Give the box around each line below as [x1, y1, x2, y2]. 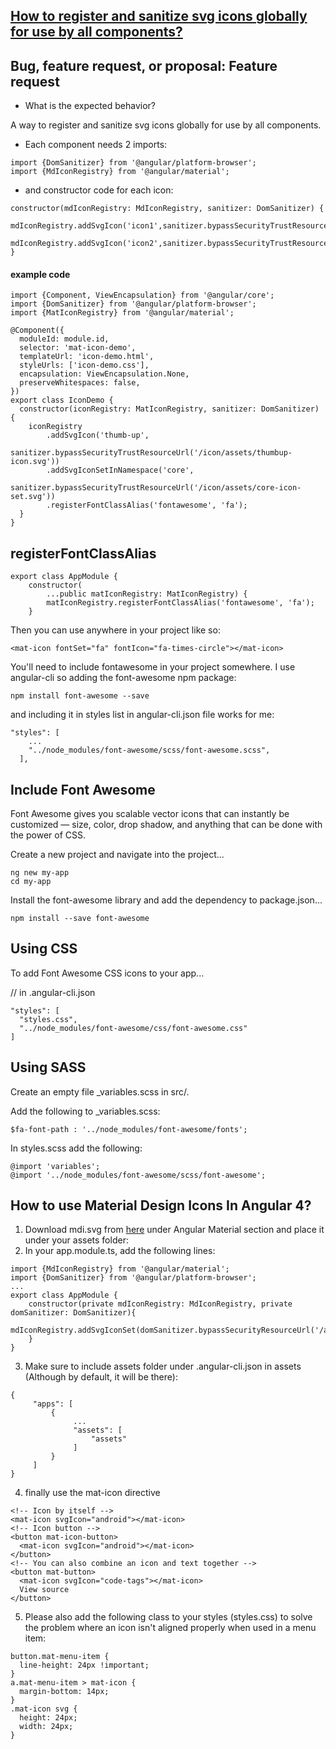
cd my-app [10, 877, 52, 887]
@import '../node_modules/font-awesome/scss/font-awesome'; [10, 1170, 267, 1180]
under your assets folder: [24, 1234, 129, 1246]
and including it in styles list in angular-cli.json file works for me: [10, 709, 275, 721]
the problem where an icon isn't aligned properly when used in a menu [24, 1622, 317, 1634]
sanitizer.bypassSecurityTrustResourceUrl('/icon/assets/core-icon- [10, 483, 302, 493]
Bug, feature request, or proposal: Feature [10, 57, 278, 74]
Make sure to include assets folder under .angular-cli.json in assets [24, 1360, 302, 1373]
